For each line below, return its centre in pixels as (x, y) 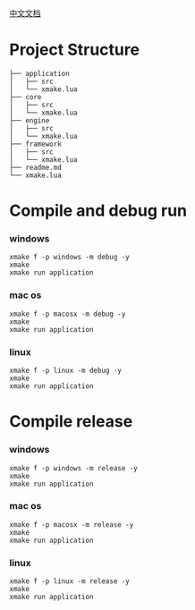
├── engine (30, 120)
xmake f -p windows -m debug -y (69, 258)
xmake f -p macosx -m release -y (72, 525)
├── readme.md (36, 167)
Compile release (71, 422)
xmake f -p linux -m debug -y (66, 371)
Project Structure (75, 50)
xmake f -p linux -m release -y (69, 581)
